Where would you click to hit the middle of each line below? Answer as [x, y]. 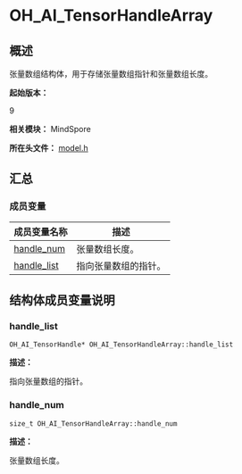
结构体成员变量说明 [62, 300]
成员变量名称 [41, 231]
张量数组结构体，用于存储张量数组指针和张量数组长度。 [111, 74]
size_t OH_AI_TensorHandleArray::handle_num [93, 424]
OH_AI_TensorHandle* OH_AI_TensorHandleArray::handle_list [121, 345]
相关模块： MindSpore [50, 129]
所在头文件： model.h [49, 148]
